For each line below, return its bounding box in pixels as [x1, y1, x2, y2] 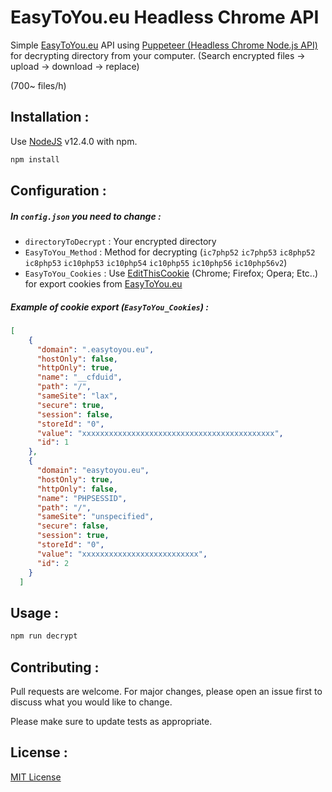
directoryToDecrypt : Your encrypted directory [24, 235, 217, 247]
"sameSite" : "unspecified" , [36, 512, 155, 522]
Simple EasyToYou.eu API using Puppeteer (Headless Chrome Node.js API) [10, 39, 318, 51]
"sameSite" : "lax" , [36, 391, 118, 401]
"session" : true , [36, 531, 110, 541]
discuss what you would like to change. [10, 696, 173, 708]
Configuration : [10, 182, 107, 200]
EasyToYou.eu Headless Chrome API [10, 6, 320, 29]
